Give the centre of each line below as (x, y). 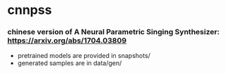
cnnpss (30, 10)
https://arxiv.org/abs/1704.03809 (67, 40)
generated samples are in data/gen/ (70, 63)
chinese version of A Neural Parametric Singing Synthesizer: (114, 32)
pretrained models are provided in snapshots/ (84, 56)
